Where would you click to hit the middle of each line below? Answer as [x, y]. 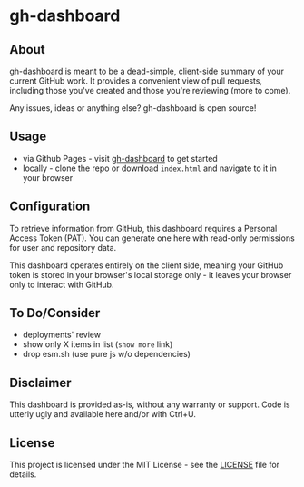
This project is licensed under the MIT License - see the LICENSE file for [144, 465]
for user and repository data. [63, 247]
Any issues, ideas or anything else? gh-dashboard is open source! [133, 108]
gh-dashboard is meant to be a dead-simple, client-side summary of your [147, 71]
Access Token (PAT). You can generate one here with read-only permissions [152, 238]
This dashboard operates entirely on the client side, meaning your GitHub [147, 265]
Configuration [50, 207]
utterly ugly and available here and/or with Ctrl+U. [103, 414]
